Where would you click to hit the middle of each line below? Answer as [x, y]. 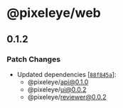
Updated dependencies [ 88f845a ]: [66, 74]
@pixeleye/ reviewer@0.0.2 [67, 97]
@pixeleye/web [54, 13]
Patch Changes [34, 59]
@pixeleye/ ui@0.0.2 [57, 89]
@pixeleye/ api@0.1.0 [58, 82]
